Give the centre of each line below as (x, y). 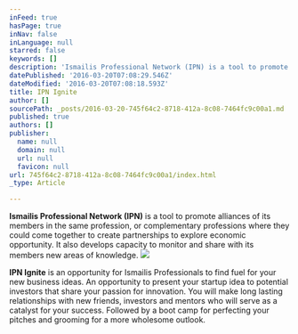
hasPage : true (36, 26)
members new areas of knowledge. (74, 256)
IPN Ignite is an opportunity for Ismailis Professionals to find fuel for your (143, 273)
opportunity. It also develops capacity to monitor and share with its (132, 245)
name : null (37, 142)
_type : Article (37, 183)
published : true (39, 117)
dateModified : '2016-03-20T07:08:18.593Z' (89, 84)
